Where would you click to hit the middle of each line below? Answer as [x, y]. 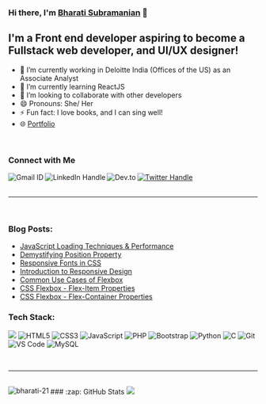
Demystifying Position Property [70, 255]
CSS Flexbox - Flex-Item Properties [77, 288]
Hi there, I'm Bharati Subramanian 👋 [78, 13]
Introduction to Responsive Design [76, 272]
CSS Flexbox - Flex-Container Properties [86, 297]
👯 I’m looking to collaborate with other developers [101, 95]
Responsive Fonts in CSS [60, 263]
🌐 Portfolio [37, 124]
